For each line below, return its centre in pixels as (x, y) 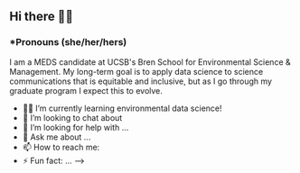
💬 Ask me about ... (56, 137)
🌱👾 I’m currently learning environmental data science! (122, 108)
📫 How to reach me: (61, 147)
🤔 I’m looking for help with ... (75, 127)
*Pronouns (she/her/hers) (68, 42)
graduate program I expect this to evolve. (86, 90)
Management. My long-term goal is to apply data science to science (136, 71)
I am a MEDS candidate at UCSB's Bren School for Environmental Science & (150, 62)
